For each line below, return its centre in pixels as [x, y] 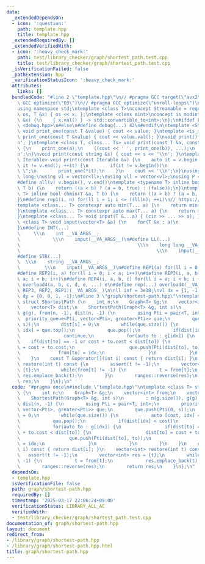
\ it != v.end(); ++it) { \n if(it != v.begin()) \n [92, 166]
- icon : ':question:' [39, 23]
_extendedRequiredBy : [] [43, 40]
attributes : [27, 86]
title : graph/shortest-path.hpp [47, 552]
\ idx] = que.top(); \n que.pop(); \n [79, 330]
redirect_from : [26, 535]
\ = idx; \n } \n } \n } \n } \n [102, 444]
